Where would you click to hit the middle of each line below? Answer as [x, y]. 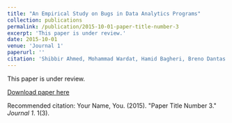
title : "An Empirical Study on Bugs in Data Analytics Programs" [104, 14]
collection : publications [45, 20]
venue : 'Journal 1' [36, 46]
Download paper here [38, 92]
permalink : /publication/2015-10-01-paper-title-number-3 [93, 26]
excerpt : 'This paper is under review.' [67, 33]
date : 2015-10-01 [32, 40]
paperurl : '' [26, 53]
